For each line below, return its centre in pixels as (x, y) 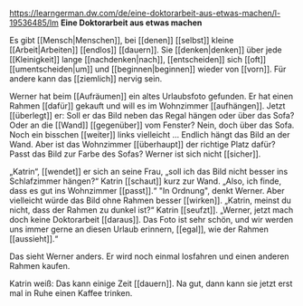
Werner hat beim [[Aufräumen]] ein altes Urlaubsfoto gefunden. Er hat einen (151, 96)
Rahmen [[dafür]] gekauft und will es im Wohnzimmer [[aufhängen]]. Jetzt (147, 106)
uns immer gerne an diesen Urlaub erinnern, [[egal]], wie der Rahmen (139, 229)
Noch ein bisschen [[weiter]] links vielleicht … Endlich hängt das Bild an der (150, 134)
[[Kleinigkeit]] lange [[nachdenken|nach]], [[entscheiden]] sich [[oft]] (138, 59)
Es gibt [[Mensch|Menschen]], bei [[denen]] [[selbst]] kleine (122, 40)
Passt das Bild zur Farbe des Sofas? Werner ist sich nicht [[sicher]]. (135, 154)
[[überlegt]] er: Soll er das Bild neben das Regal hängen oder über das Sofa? (152, 115)
